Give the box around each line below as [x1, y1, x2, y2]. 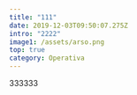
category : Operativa [9, 54, 86, 62]
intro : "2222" [9, 29, 62, 38]
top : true [9, 46, 46, 55]
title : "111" [9, 12, 57, 22]
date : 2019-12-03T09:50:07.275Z [9, 21, 128, 30]
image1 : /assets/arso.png [9, 37, 104, 47]
